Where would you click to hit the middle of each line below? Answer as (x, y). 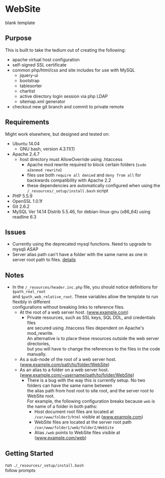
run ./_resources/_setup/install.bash (44, 465)
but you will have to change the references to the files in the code (93, 349)
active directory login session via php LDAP (64, 96)
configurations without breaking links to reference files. (68, 307)
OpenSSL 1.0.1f (27, 201)
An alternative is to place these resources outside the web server (93, 339)
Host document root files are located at (74, 412)
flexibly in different (31, 302)
